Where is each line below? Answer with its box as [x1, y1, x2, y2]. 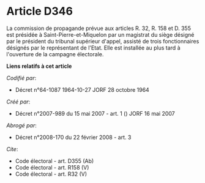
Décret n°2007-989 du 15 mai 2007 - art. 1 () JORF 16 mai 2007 [15, 110, 176, 117]
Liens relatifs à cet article [6, 62, 72, 70]
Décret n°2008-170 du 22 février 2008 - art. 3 [15, 133, 132, 141]
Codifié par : [6, 74, 37, 81]
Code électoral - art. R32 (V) [15, 170, 88, 177]
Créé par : [6, 98, 31, 105]
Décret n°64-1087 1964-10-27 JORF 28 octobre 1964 [15, 86, 150, 93]
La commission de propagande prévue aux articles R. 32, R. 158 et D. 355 [6, 24, 192, 32]
